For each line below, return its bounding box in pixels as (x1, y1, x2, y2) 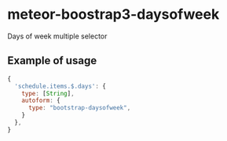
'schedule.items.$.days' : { (14, 82, 107, 90)
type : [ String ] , (21, 89, 75, 97)
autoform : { (21, 96, 60, 105)
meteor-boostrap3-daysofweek (7, 5, 220, 23)
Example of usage (7, 54, 97, 67)
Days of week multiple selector (7, 31, 108, 41)
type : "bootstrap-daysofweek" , (27, 104, 131, 112)
